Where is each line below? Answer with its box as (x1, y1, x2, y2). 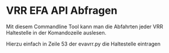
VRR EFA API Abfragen (6, 4, 118, 17)
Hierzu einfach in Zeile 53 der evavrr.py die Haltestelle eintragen (6, 40, 161, 47)
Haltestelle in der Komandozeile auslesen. (6, 29, 107, 36)
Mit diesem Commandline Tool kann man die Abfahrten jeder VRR (6, 23, 163, 30)
